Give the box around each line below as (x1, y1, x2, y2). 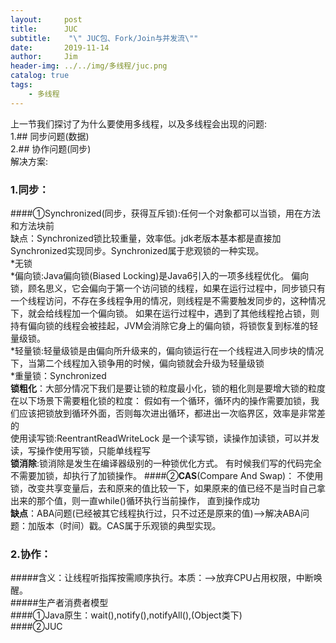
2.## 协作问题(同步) (10, 142, 92, 155)
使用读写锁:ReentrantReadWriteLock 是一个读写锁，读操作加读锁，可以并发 (10, 432, 320, 444)
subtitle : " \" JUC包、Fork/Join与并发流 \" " (10, 33, 199, 43)
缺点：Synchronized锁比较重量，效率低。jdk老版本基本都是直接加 (10, 232, 282, 244)
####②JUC (10, 621, 63, 633)
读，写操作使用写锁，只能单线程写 (10, 444, 151, 456)
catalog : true (10, 71, 70, 81)
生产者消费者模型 (38, 597, 109, 609)
